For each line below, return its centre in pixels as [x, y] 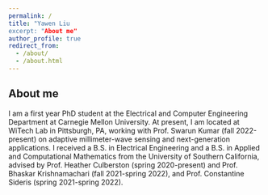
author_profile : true [45, 38]
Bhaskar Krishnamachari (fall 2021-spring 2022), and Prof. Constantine [126, 173]
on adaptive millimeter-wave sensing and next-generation [134, 139]
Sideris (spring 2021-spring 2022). [66, 182]
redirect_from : [34, 46]
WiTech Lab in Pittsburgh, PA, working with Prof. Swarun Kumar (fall [121, 130]
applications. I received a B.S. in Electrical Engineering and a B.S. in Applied [134, 147]
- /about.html [39, 61]
